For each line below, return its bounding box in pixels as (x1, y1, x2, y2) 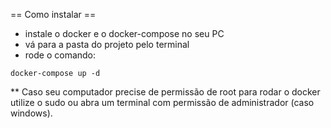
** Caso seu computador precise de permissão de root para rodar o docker (10, 86, 321, 98)
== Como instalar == (10, 9, 97, 20)
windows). (10, 107, 53, 119)
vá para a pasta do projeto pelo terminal (24, 39, 190, 50)
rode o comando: (24, 49, 97, 61)
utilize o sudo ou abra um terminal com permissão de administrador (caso (10, 97, 315, 108)
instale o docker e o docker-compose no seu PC (24, 28, 225, 39)
